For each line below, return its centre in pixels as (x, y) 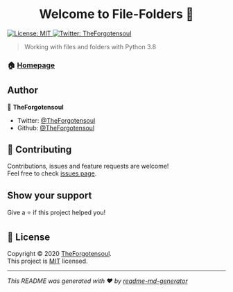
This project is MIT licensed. (48, 261)
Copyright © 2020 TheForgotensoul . (60, 254)
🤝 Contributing (40, 149)
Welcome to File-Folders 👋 (116, 14)
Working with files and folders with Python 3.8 (90, 46)
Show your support (50, 195)
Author (23, 91)
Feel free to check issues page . (52, 173)
